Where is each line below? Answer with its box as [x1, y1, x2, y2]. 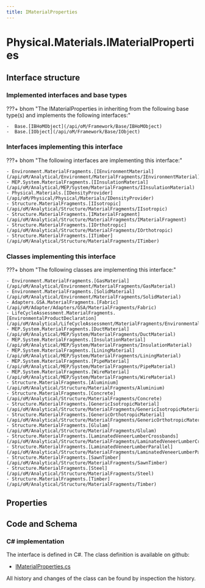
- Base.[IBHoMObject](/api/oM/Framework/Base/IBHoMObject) [6, 123, 163, 129]
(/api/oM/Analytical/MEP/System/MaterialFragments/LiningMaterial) [6, 353, 182, 359]
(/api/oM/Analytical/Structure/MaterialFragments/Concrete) [6, 396, 163, 402]
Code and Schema [6, 518, 77, 529]
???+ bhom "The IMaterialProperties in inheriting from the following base [6, 105, 189, 112]
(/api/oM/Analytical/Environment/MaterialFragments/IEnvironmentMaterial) [6, 174, 201, 180]
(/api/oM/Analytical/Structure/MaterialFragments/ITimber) [6, 238, 160, 244]
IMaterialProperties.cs [15, 563, 71, 570]
